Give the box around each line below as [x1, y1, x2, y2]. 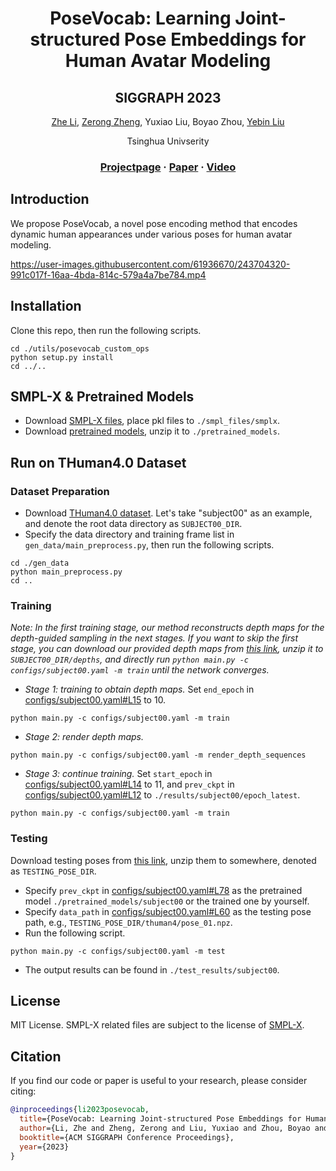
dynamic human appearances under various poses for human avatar [10, 228, 293, 240]
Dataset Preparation [10, 484, 110, 498]
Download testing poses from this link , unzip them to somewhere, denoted [10, 854, 317, 866]
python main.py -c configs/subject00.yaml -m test [10, 946, 226, 956]
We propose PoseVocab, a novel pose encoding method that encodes [10, 217, 298, 229]
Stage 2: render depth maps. [24, 731, 145, 743]
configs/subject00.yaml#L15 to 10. [24, 694, 167, 706]
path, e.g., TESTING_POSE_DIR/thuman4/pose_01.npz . [24, 916, 233, 928]
